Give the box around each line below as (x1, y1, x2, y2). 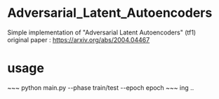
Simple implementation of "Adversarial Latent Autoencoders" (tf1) (7, 28, 197, 37)
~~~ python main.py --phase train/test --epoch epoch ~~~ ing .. (7, 83, 194, 92)
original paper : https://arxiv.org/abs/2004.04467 (7, 35, 150, 44)
